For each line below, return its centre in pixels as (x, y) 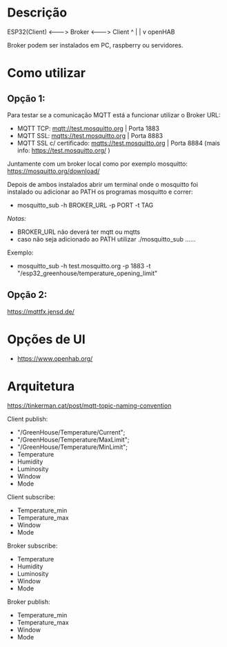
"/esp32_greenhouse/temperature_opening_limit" (87, 273)
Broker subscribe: (32, 546)
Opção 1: (27, 98)
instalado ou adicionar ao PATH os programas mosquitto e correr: (100, 192)
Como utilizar (47, 73)
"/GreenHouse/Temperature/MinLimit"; (72, 447)
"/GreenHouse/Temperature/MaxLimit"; (73, 439)
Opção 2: (27, 295)
